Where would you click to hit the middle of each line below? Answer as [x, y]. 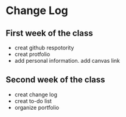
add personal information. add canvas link [67, 61]
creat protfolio [32, 54]
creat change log [36, 94]
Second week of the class [55, 80]
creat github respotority [44, 48]
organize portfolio [37, 107]
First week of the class [50, 33]
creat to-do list [33, 101]
